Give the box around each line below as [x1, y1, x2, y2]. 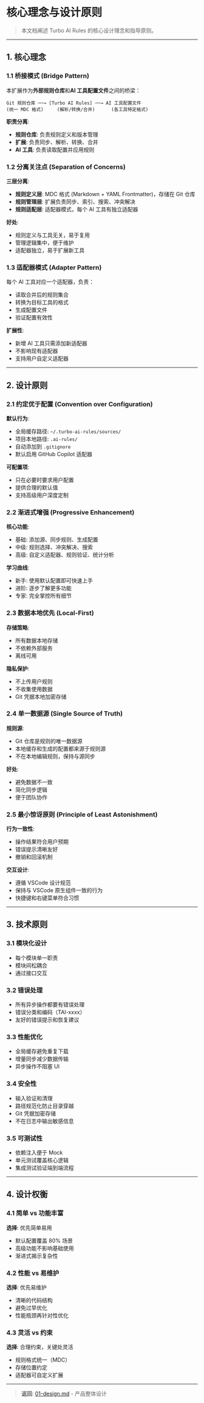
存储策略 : [6, 624, 30, 631]
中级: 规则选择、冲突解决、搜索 [15, 544, 93, 551]
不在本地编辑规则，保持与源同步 [15, 753, 95, 760]
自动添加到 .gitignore [15, 443, 71, 450]
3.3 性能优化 [6, 1033, 43, 1041]
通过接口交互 [15, 969, 47, 977]
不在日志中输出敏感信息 [15, 1117, 74, 1124]
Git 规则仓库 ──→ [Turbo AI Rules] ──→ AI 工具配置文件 [6, 100, 141, 106]
